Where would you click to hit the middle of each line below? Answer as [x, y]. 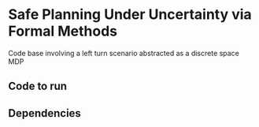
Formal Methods [63, 31]
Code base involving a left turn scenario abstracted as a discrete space [124, 53]
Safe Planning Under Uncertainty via [130, 15]
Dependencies [44, 113]
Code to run [38, 86]
